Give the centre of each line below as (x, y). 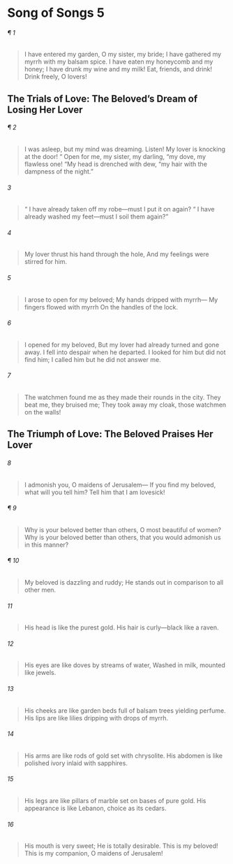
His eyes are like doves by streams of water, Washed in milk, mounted (125, 665)
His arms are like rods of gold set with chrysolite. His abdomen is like (123, 755)
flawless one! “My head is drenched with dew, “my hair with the (116, 164)
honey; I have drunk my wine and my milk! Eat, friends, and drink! (118, 69)
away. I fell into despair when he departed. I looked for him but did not (125, 352)
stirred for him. (46, 262)
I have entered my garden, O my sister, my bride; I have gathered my (123, 55)
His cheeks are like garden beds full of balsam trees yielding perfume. (125, 710)
